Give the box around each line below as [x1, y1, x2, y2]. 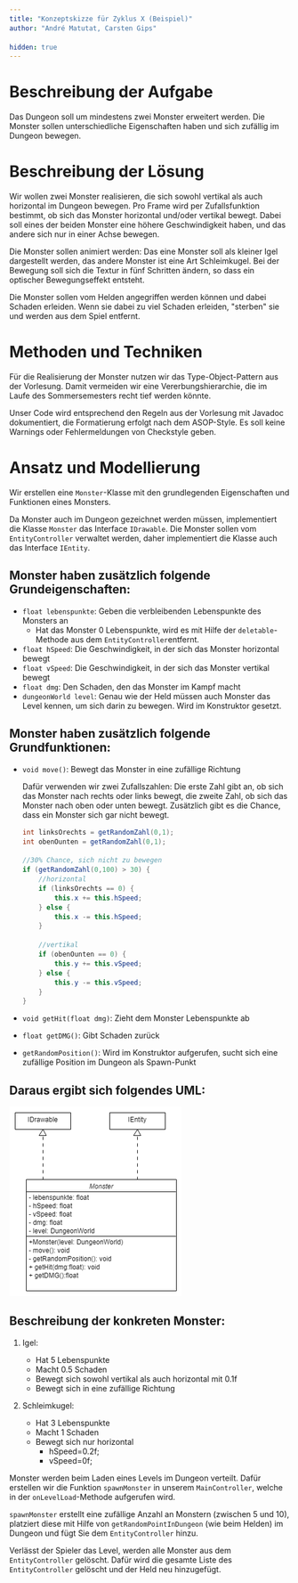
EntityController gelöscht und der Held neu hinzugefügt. [9, 1563, 221, 1574]
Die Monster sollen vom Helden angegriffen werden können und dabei [9, 292, 267, 303]
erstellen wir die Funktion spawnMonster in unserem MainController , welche [9, 1481, 283, 1492]
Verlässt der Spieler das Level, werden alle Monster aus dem [9, 1545, 231, 1555]
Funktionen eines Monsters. [9, 497, 111, 507]
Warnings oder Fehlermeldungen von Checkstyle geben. [9, 427, 216, 437]
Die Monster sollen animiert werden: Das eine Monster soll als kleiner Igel [9, 246, 278, 257]
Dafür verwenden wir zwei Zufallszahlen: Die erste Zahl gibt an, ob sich [21, 780, 284, 792]
